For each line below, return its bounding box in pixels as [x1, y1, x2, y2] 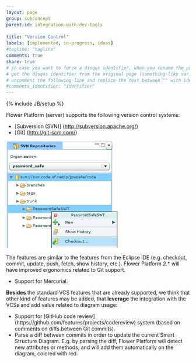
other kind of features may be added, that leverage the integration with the [6, 295, 186, 302]
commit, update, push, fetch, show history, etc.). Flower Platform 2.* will [6, 260, 180, 267]
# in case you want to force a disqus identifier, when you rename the [6, 65, 184, 71]
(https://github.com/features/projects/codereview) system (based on [14, 319, 181, 326]
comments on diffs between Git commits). [14, 325, 116, 333]
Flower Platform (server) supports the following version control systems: [6, 112, 180, 119]
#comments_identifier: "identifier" [6, 84, 95, 89]
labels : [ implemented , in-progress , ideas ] [6, 40, 114, 46]
